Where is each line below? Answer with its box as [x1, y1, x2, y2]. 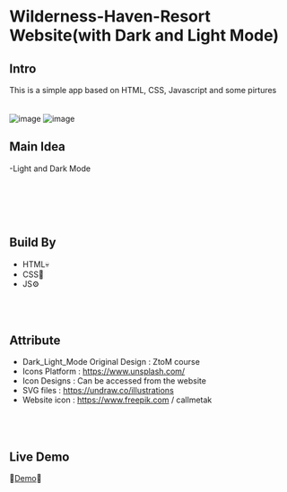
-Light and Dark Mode [9, 163, 91, 174]
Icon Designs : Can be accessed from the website [22, 375, 206, 386]
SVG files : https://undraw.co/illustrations [22, 385, 175, 396]
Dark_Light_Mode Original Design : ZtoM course [22, 357, 200, 367]
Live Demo [9, 449, 70, 464]
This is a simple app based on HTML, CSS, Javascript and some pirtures [9, 85, 277, 95]
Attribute [9, 333, 61, 349]
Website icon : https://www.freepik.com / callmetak [22, 394, 213, 405]
